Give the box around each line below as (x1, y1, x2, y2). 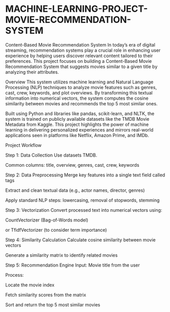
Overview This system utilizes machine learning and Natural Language (5, 79, 154, 85)
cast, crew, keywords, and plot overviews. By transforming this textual (5, 90, 153, 96)
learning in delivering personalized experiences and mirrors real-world (5, 126, 154, 133)
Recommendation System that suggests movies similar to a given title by (5, 63, 158, 70)
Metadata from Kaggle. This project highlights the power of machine (5, 121, 149, 127)
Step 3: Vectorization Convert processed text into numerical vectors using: (5, 207, 162, 213)
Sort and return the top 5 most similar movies (5, 301, 101, 307)
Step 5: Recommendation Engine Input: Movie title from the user (5, 262, 140, 268)
